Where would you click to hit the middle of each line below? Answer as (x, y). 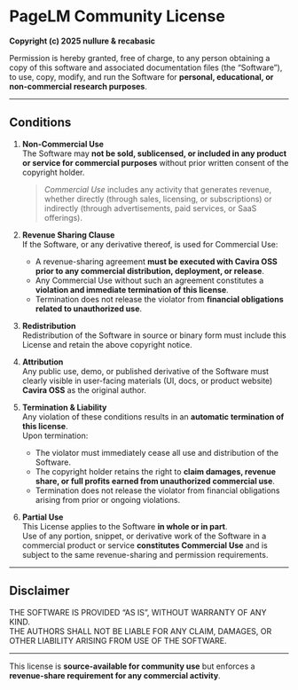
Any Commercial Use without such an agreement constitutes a (149, 280)
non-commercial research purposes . (78, 86)
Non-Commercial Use (63, 144)
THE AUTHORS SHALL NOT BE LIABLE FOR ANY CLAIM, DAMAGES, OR (141, 631)
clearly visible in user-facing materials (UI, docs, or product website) (147, 380)
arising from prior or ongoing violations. (108, 499)
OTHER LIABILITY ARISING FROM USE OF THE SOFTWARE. (118, 640)
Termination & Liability (64, 407)
